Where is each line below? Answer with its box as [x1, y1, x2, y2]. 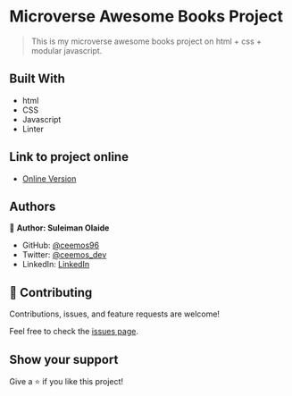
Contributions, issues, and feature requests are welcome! [9, 308, 221, 319]
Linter [21, 123, 45, 134]
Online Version [21, 173, 77, 184]
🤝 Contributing [9, 284, 93, 300]
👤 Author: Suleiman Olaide [9, 223, 110, 233]
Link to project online [9, 149, 129, 164]
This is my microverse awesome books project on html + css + [30, 36, 262, 46]
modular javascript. [30, 45, 103, 55]
